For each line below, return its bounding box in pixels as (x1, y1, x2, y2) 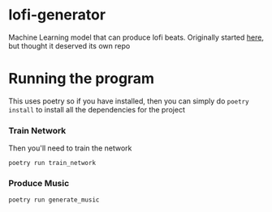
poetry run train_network (8, 159, 96, 167)
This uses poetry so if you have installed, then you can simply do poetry (8, 95, 249, 106)
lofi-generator (8, 6, 106, 24)
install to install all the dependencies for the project (8, 104, 185, 114)
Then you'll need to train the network (8, 143, 132, 153)
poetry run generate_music (8, 196, 100, 204)
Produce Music (8, 178, 70, 189)
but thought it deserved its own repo (8, 40, 131, 50)
